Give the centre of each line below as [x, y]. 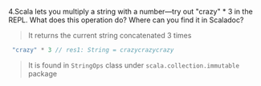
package [43, 73]
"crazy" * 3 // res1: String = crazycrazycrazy [93, 50]
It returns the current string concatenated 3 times [110, 35]
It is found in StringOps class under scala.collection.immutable [133, 65]
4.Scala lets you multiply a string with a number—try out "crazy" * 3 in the [130, 12]
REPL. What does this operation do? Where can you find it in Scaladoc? [126, 20]
